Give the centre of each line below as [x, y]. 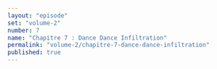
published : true [34, 52]
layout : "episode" [38, 15]
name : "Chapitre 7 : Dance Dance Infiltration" [88, 38]
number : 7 [24, 30]
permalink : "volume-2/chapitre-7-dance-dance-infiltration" [109, 45]
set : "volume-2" [34, 23]
